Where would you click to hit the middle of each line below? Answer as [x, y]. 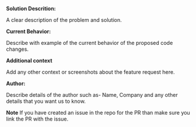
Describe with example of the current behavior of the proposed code [89, 43]
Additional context [29, 61]
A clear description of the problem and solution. [64, 20]
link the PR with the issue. [37, 119]
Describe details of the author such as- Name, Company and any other [92, 95]
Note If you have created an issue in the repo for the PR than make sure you [98, 113]
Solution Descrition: [31, 9]
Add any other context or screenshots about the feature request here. [91, 72]
